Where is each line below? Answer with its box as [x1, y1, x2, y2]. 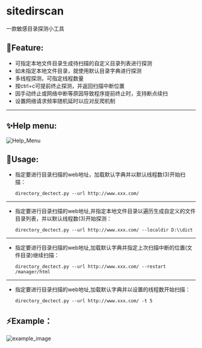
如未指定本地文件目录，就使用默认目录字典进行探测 [14, 67, 142, 74]
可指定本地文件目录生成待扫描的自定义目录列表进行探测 [14, 59, 152, 67]
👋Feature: [6, 43, 44, 53]
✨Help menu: [6, 121, 57, 131]
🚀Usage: [6, 154, 39, 164]
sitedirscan [6, 4, 64, 18]
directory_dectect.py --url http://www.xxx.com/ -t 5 [14, 298, 153, 304]
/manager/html [14, 269, 50, 275]
